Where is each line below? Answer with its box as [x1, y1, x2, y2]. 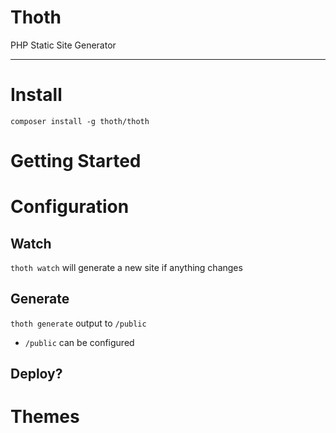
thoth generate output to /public [10, 317, 147, 329]
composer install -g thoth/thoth [10, 116, 150, 126]
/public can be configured [24, 336, 135, 348]
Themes [10, 406, 80, 428]
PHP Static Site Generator [10, 39, 117, 51]
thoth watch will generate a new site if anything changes [10, 262, 243, 274]
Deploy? [10, 366, 63, 383]
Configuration [10, 196, 130, 218]
